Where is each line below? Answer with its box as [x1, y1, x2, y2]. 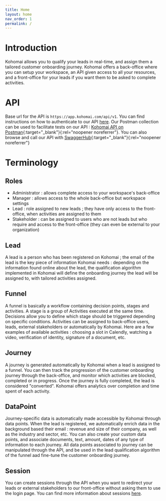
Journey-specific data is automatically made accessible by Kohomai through [5, 415, 161, 421]
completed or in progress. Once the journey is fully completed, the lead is [5, 377, 155, 384]
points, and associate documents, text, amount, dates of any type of [5, 437, 144, 443]
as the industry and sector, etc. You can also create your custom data [5, 431, 147, 437]
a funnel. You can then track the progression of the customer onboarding [5, 367, 154, 373]
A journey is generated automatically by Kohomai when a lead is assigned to [5, 362, 161, 368]
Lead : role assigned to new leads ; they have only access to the [12, 206, 143, 212]
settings [12, 200, 29, 206]
